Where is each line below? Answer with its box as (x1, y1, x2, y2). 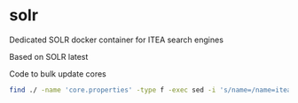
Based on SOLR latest (9, 51, 89, 62)
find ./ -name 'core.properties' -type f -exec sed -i (9, 85, 216, 94)
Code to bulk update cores (9, 68, 106, 79)
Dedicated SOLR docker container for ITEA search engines (9, 34, 224, 45)
